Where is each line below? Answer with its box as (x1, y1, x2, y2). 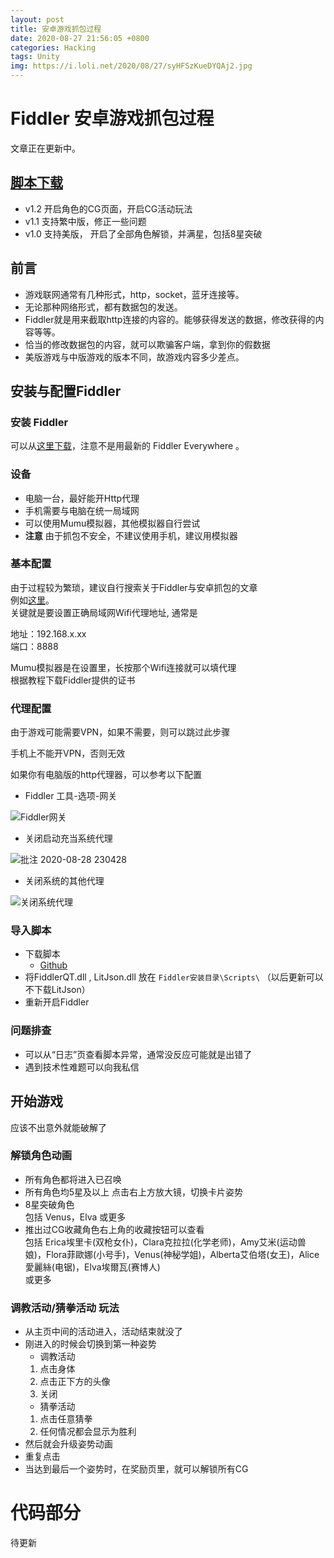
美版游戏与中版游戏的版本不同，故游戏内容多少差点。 (24, 351, 245, 363)
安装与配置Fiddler (10, 382, 122, 400)
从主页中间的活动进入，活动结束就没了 (24, 1326, 183, 1338)
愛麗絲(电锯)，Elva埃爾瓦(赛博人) (24, 1261, 161, 1273)
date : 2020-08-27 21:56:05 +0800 (10, 33, 150, 43)
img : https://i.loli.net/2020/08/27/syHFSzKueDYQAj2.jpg (10, 61, 253, 71)
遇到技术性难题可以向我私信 (24, 1061, 140, 1073)
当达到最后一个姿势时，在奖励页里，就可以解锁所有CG (24, 1463, 249, 1475)
